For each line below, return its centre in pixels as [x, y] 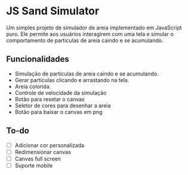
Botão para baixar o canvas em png [58, 111]
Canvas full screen [38, 159]
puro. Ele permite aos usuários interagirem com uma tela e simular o [90, 34]
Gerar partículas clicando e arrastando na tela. [72, 80]
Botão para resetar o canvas [50, 99]
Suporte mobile [34, 165]
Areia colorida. [33, 86]
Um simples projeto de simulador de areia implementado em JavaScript [94, 28]
